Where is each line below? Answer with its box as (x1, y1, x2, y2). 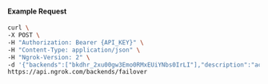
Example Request (7, 6, 67, 16)
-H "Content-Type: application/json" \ (7, 46, 141, 54)
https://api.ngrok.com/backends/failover (7, 68, 148, 76)
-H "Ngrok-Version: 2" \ (7, 53, 90, 61)
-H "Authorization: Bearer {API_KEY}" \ (7, 38, 145, 47)
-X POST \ (7, 32, 41, 40)
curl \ (7, 24, 30, 32)
